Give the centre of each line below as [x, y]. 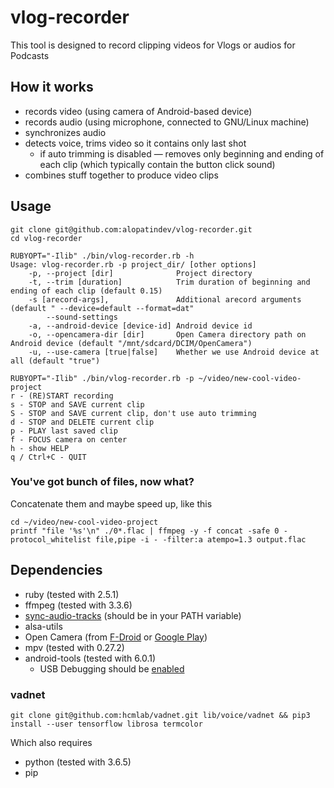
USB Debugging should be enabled [112, 668]
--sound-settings [82, 317]
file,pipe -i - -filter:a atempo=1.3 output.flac [201, 539]
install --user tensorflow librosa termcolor [106, 724]
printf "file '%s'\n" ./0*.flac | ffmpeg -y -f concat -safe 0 [145, 531]
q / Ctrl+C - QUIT [48, 457]
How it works [52, 87]
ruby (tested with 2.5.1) [72, 594]
